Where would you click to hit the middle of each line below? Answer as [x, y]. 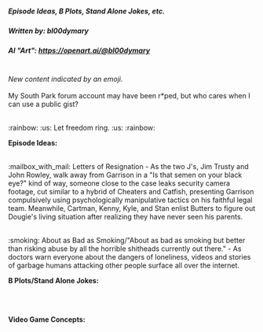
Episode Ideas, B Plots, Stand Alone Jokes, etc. [87, 11]
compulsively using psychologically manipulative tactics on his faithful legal [130, 200]
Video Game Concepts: [47, 319]
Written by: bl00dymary [48, 31]
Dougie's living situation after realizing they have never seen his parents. [126, 216]
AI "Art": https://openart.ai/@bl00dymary [79, 50]
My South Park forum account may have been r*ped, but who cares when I [129, 95]
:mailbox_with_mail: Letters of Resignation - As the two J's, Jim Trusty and [128, 166]
